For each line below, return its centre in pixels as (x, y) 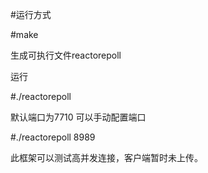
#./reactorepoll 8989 (53, 137)
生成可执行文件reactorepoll (66, 55)
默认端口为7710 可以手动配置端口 (78, 117)
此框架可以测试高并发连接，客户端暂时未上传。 (106, 157)
